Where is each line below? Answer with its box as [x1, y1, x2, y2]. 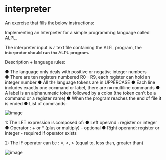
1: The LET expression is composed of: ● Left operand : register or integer [5, 119, 157, 125]
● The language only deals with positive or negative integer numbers [5, 68, 147, 75]
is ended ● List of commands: [5, 100, 67, 106]
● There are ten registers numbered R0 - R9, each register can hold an [5, 74, 150, 80]
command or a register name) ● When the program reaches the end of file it [5, 95, 162, 101]
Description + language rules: [5, 59, 66, 65]
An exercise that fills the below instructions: [5, 20, 94, 26]
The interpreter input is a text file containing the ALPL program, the [5, 44, 142, 50]
